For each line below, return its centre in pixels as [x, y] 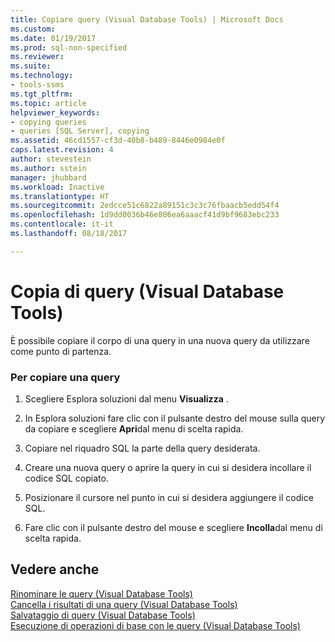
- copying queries [48, 122]
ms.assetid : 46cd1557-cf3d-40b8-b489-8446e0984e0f [118, 141]
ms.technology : [42, 76]
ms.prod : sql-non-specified [69, 47]
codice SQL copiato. [66, 478]
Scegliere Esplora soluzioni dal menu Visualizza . [126, 398]
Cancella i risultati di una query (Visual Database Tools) [124, 604]
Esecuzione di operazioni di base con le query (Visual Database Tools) [155, 625]
